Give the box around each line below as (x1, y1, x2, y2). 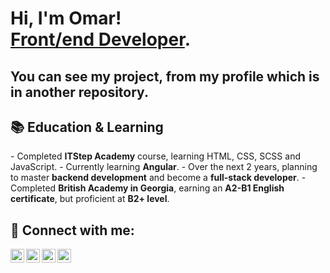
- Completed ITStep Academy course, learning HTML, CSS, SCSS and (10, 150, 301, 162)
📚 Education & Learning (10, 118, 164, 136)
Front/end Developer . (10, 28, 192, 51)
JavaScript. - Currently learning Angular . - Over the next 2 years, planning (10, 161, 318, 173)
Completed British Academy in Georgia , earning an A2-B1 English (10, 182, 285, 194)
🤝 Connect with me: (10, 222, 135, 239)
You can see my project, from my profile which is (10, 68, 320, 85)
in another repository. (10, 83, 149, 101)
